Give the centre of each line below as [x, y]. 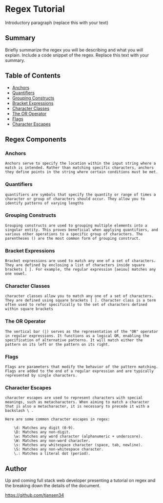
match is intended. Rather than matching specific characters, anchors [79, 168]
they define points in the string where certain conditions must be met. [82, 172]
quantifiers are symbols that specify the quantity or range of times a [81, 195]
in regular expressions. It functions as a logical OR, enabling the [77, 336]
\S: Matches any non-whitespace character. [59, 450]
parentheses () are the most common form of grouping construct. [73, 238]
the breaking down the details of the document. [53, 486]
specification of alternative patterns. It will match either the [74, 340]
